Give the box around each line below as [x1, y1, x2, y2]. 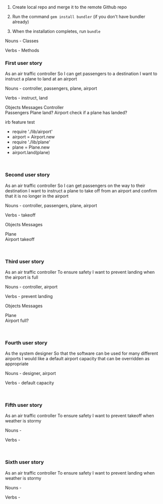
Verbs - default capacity [5, 380, 54, 386]
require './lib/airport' [12, 129, 53, 134]
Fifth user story [5, 402, 43, 409]
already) [12, 19, 29, 25]
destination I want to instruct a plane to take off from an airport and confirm [5, 187, 158, 193]
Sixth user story [5, 459, 44, 466]
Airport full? [5, 318, 29, 323]
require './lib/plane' [12, 139, 50, 145]
